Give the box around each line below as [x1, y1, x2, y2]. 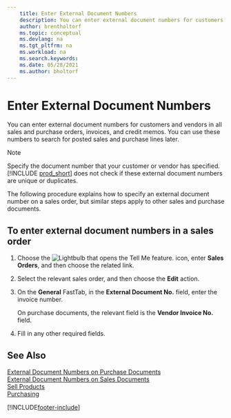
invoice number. [17, 295, 63, 304]
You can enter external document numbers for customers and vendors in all [7, 120, 222, 129]
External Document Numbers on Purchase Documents [7, 368, 161, 377]
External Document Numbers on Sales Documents [7, 375, 150, 383]
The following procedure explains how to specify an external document [7, 190, 210, 198]
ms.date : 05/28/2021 [19, 61, 79, 68]
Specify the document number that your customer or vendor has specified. [7, 162, 221, 170]
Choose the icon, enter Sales [17, 254, 224, 263]
